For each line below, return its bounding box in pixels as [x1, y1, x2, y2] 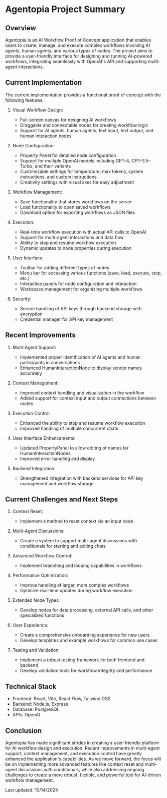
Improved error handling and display [20, 455, 95, 462]
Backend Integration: [12, 465, 56, 471]
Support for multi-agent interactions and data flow [20, 234, 124, 240]
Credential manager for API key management [20, 316, 113, 322]
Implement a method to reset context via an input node [20, 518, 133, 524]
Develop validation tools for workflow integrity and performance [20, 667, 152, 674]
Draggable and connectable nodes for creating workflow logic [20, 122, 148, 128]
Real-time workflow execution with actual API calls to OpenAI [20, 229, 146, 235]
